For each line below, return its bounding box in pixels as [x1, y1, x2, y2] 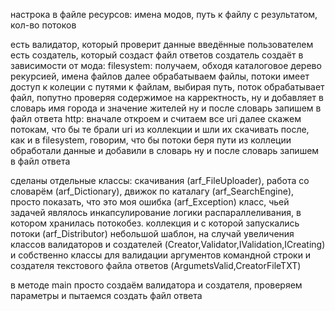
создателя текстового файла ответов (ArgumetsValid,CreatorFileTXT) [10, 260, 302, 271]
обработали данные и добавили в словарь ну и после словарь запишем [10, 145, 320, 156]
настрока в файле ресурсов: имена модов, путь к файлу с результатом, [10, 9, 318, 20]
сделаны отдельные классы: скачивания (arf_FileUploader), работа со [10, 175, 310, 186]
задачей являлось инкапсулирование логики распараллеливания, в [10, 207, 302, 218]
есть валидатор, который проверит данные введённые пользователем [10, 39, 314, 50]
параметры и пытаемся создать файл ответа [10, 290, 203, 301]
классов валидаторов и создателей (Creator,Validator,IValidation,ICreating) [10, 239, 326, 250]
